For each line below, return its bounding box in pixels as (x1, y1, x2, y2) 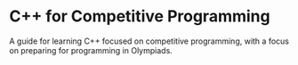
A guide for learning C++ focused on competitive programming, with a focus (9, 36, 289, 46)
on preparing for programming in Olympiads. (9, 45, 173, 55)
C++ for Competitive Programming (9, 6, 270, 27)
